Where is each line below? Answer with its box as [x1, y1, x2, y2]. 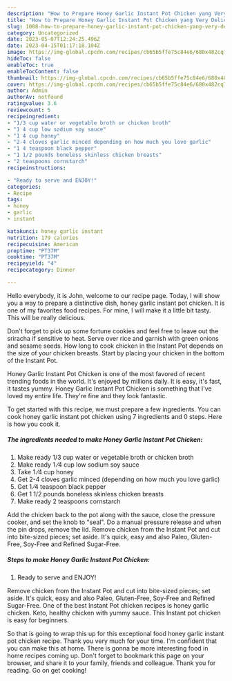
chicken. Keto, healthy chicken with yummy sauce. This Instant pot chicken [7, 608, 221, 617]
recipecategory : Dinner [7, 267, 76, 274]
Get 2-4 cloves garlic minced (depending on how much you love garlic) [17, 475, 220, 483]
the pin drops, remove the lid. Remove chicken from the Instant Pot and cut [7, 525, 220, 533]
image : [7, 49, 26, 56]
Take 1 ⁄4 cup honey [17, 467, 74, 476]
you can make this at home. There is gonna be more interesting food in [7, 644, 209, 652]
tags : [7, 196, 23, 203]
